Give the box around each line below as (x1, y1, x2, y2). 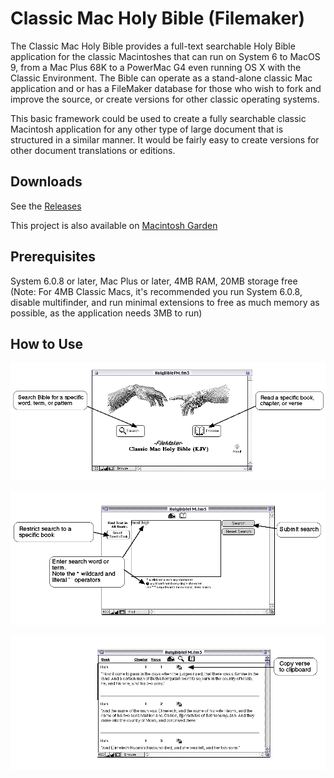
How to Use (10, 335, 84, 352)
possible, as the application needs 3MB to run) (10, 307, 203, 319)
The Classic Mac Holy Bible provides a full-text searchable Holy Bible (10, 40, 296, 52)
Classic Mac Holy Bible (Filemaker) (10, 7, 306, 30)
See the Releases (10, 200, 82, 212)
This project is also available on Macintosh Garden (10, 219, 218, 231)
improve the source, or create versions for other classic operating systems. (10, 93, 320, 105)
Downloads (10, 173, 83, 191)
